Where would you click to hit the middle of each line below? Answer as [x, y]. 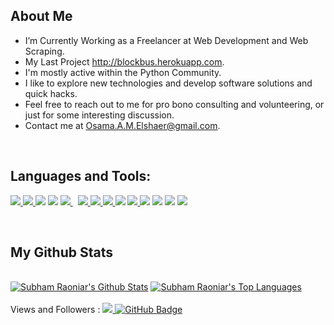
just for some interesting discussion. [99, 115]
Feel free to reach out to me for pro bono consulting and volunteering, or [174, 104]
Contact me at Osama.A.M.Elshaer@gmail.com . [122, 125]
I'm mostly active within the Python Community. [123, 72]
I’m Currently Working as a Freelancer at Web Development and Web [166, 40]
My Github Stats [61, 252]
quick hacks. [51, 93]
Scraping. [44, 51]
